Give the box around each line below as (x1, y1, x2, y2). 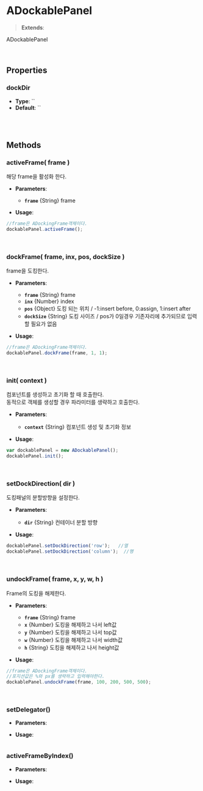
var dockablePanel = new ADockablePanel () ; (6, 447, 119, 454)
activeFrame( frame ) (6, 158, 70, 167)
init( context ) (6, 376, 47, 385)
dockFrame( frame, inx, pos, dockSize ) (6, 252, 125, 261)
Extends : (21, 24, 45, 31)
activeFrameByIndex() (6, 752, 74, 760)
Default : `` (15, 104, 41, 111)
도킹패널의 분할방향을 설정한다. (6, 494, 80, 501)
